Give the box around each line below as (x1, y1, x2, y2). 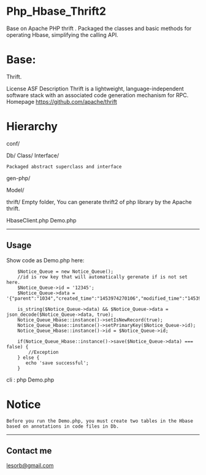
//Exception (28, 349, 59, 355)
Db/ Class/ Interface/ (6, 152, 59, 159)
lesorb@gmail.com (6, 462, 54, 469)
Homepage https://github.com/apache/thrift (6, 98, 118, 105)
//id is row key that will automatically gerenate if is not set (17, 273, 188, 280)
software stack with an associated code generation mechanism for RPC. (6, 91, 189, 99)
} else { (17, 355, 40, 361)
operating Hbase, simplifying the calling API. (6, 31, 118, 38)
